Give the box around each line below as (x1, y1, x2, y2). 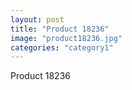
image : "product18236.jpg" (10, 33, 123, 43)
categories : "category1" (10, 42, 114, 53)
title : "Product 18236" (10, 24, 110, 34)
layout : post (10, 14, 65, 25)
